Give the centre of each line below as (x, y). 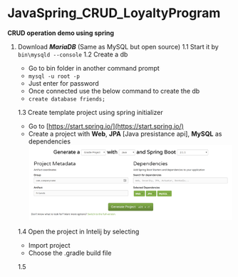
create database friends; (67, 99)
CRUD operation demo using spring (61, 33)
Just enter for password (63, 83)
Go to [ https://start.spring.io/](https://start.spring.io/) (106, 126)
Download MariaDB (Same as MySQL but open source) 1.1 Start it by (118, 46)
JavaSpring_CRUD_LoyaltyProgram (114, 13)
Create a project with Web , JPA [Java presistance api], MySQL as (125, 134)
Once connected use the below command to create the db (114, 91)
